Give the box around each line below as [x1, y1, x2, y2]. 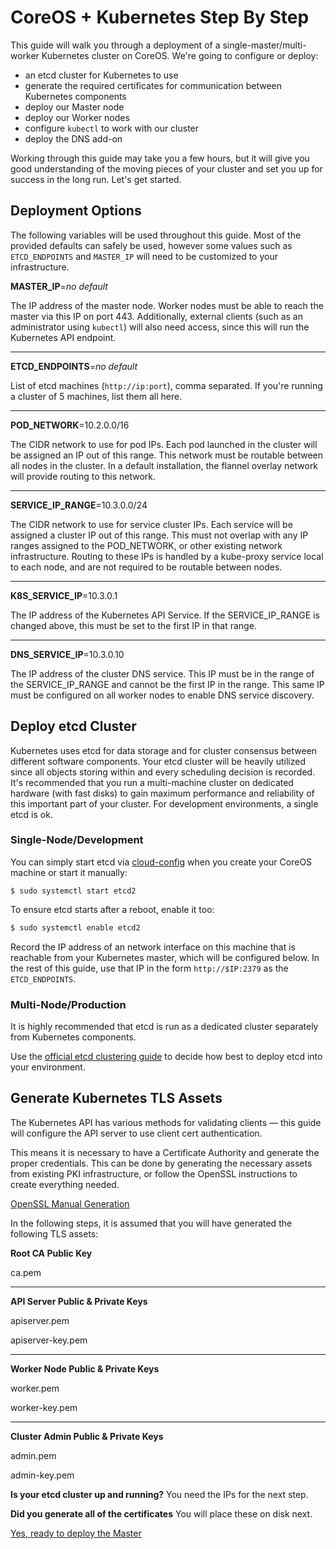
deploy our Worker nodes [24, 111, 130, 123]
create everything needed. [10, 1178, 120, 1190]
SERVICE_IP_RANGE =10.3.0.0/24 [10, 499, 148, 511]
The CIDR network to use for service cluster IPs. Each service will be [10, 518, 293, 530]
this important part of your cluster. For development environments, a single [10, 797, 319, 810]
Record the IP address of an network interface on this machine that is [10, 941, 296, 953]
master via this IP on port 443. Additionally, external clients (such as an [10, 310, 303, 322]
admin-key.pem [10, 1469, 75, 1481]
